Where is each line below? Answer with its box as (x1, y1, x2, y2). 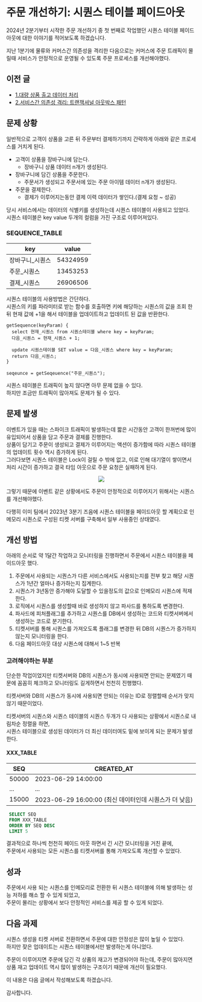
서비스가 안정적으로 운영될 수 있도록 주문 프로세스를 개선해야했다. (17, 54, 171, 62)
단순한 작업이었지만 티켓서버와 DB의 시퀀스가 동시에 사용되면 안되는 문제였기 (6, 671, 186, 679)
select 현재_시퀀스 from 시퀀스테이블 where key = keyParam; (11, 328, 155, 335)
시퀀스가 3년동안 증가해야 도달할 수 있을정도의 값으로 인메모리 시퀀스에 (14, 587, 181, 595)
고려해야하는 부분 (6, 657, 54, 665)
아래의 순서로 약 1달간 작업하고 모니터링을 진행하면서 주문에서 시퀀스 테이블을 (6, 552, 188, 559)
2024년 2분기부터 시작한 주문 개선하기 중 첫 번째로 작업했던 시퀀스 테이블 (6, 27, 179, 34)
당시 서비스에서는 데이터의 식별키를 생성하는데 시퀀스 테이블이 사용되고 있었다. (6, 206, 190, 213)
